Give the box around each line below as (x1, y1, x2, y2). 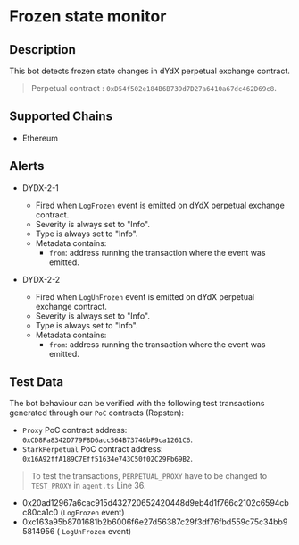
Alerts (9, 158, 45, 174)
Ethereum (21, 132, 58, 143)
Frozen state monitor (9, 6, 167, 27)
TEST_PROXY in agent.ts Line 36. (30, 481, 146, 491)
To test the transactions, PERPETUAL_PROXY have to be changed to (30, 471, 268, 481)
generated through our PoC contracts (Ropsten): (9, 407, 185, 418)
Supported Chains (9, 109, 113, 124)
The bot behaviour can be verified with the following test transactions (9, 398, 265, 409)
